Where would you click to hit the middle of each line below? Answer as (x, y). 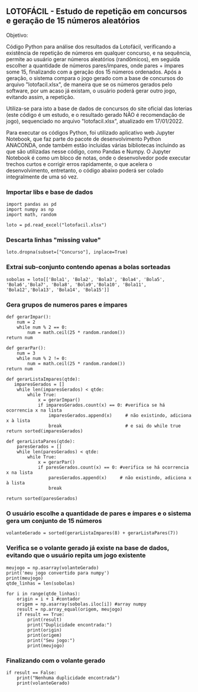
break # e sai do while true (115, 426)
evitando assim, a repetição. (40, 97)
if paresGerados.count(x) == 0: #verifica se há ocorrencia (113, 467)
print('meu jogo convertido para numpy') (58, 573)
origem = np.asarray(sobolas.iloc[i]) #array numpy (82, 604)
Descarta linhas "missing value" (53, 240)
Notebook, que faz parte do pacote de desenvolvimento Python (84, 139)
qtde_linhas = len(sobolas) (41, 583)
